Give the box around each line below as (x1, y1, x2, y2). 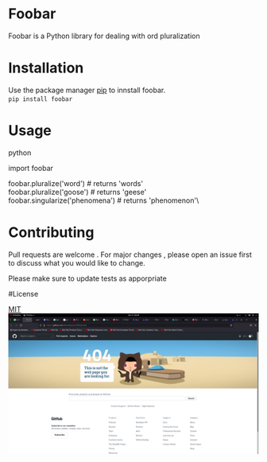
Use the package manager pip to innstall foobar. (8, 85, 166, 95)
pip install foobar (8, 95, 73, 103)
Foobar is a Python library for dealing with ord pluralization (8, 31, 200, 41)
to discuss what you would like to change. (8, 258, 145, 267)
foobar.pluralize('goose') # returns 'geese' (8, 187, 147, 196)
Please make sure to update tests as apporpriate (8, 274, 167, 283)
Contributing (8, 223, 95, 241)
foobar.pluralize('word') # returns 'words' (8, 178, 144, 188)
